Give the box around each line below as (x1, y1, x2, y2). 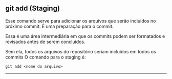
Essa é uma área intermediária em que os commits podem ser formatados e (5, 33, 165, 39)
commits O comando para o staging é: (5, 54, 86, 60)
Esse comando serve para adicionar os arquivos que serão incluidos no (5, 17, 156, 24)
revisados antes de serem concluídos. (5, 38, 85, 45)
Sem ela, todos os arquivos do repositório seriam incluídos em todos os (5, 48, 156, 54)
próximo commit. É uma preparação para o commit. (5, 23, 114, 29)
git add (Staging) (5, 4, 60, 13)
